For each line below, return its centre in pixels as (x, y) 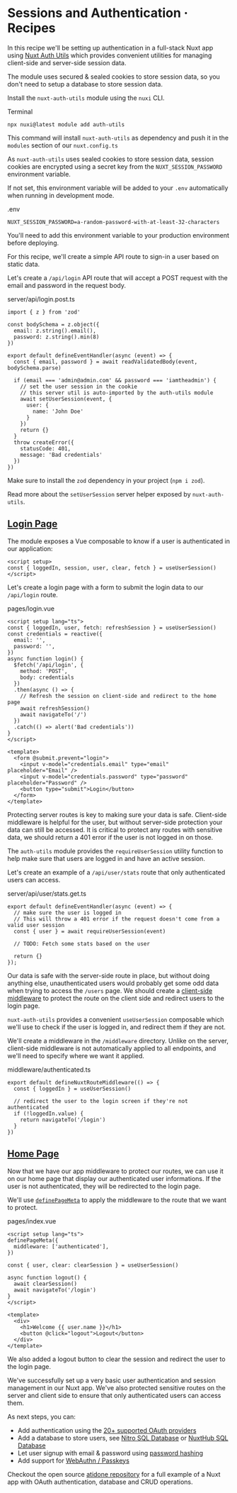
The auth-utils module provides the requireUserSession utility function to (115, 851)
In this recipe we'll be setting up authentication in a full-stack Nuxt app (110, 48)
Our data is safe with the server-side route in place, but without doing (109, 975)
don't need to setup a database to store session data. (85, 84)
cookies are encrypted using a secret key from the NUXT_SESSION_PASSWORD (115, 166)
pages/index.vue (32, 1221)
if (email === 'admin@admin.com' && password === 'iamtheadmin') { (115, 380)
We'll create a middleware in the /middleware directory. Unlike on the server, (118, 1040)
